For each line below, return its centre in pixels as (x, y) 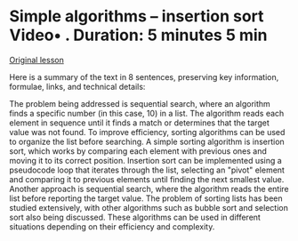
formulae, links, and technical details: (77, 86)
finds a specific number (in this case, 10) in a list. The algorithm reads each (147, 113)
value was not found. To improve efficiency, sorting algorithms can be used (147, 132)
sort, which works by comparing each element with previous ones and (138, 151)
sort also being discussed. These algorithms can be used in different (135, 217)
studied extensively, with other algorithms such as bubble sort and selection (149, 207)
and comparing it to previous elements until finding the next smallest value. (147, 179)
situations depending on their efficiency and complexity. (112, 226)
